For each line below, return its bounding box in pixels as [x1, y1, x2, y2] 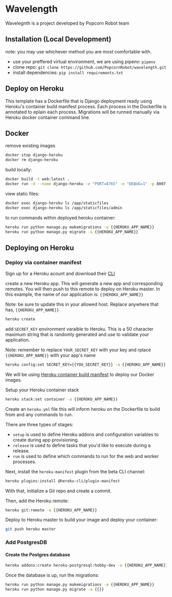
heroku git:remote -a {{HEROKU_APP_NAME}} [5, 507, 97, 513]
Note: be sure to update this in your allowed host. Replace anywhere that [5, 301, 159, 308]
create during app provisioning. [12, 436, 79, 443]
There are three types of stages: [5, 421, 74, 427]
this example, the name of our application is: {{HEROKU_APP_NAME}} [5, 291, 144, 297]
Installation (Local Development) [5, 35, 112, 44]
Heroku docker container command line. [5, 114, 91, 121]
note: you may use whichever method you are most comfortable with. [5, 48, 152, 54]
